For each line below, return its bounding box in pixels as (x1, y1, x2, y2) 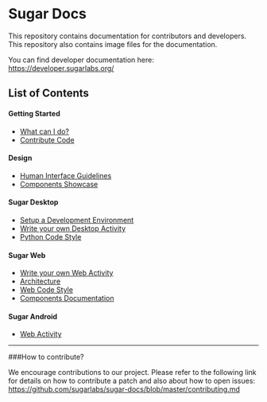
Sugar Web (8, 250, 46, 260)
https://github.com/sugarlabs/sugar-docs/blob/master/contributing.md (8, 384, 241, 394)
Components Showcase (19, 179, 99, 189)
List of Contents (8, 87, 90, 100)
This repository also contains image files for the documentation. (8, 39, 218, 49)
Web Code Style (19, 285, 74, 295)
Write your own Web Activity (19, 268, 114, 278)
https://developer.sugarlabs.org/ (8, 63, 114, 72)
